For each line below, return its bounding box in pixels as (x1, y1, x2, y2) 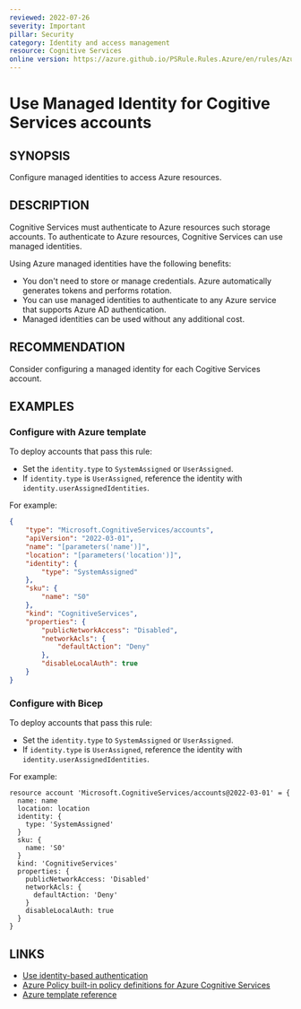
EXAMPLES (9, 399, 74, 414)
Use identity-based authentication (21, 970, 149, 980)
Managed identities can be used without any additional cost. (21, 313, 245, 324)
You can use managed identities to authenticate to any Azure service (21, 294, 277, 305)
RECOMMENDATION (9, 340, 125, 355)
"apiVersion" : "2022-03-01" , (25, 535, 134, 544)
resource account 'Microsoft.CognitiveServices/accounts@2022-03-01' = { (9, 788, 291, 798)
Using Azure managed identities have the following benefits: (9, 257, 232, 269)
